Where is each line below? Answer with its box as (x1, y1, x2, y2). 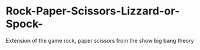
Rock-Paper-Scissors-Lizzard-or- (5, 4, 180, 18)
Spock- (5, 17, 43, 31)
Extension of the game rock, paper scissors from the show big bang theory (5, 37, 195, 44)
